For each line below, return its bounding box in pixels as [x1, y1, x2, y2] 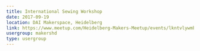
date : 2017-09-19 [6, 14, 49, 20]
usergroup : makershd [6, 30, 58, 36]
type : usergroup [6, 36, 46, 42]
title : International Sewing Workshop [6, 8, 102, 15]
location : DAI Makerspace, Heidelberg [6, 19, 102, 25]
